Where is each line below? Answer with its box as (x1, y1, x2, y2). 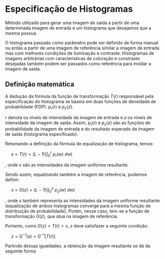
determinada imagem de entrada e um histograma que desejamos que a (5, 25, 152, 31)
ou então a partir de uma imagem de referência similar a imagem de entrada (5, 45, 160, 51)
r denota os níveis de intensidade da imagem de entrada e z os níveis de (5, 114, 152, 120)
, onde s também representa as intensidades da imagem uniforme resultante (5, 198, 160, 204)
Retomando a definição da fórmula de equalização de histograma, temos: (5, 141, 154, 147)
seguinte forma (5, 248, 36, 254)
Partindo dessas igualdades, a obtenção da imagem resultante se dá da (5, 243, 151, 249)
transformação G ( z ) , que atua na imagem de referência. (5, 213, 118, 220)
